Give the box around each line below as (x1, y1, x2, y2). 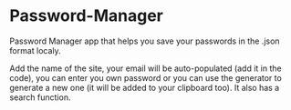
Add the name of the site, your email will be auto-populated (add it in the (9, 63, 282, 74)
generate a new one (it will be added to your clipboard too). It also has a (9, 82, 280, 93)
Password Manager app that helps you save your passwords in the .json (9, 35, 280, 46)
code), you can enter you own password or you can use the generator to (9, 72, 283, 83)
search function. (9, 92, 71, 103)
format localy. (9, 45, 61, 55)
